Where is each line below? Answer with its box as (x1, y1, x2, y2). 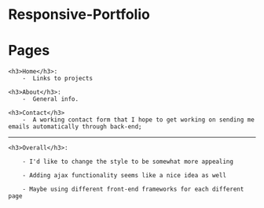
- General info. (22, 95, 79, 103)
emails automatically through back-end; (8, 123, 143, 131)
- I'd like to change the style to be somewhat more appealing (22, 158, 234, 166)
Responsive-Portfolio (8, 6, 151, 24)
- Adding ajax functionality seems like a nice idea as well (22, 172, 226, 180)
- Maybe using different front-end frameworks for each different (22, 185, 244, 194)
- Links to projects (22, 75, 93, 83)
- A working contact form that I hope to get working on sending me (22, 116, 255, 124)
